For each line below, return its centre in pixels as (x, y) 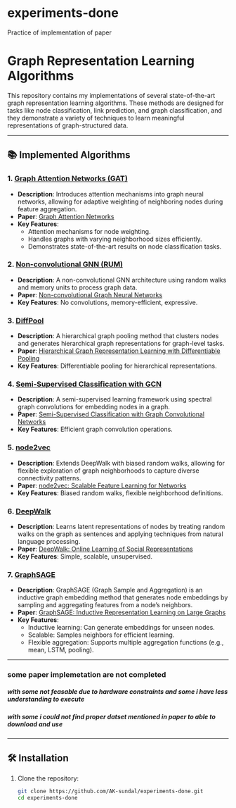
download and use (35, 724)
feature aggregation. (47, 209)
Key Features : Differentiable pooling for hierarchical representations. (117, 366)
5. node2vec (29, 447)
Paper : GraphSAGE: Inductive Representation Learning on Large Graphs (122, 613)
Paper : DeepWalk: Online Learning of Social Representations (105, 549)
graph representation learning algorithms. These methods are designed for (116, 103)
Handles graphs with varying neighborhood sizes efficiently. (115, 239)
